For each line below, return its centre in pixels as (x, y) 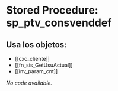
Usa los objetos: (36, 45)
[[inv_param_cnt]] (36, 71)
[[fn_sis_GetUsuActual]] (44, 65)
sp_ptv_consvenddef (59, 23)
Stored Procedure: (52, 10)
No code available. (29, 83)
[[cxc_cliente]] (32, 59)
